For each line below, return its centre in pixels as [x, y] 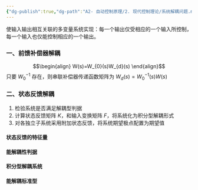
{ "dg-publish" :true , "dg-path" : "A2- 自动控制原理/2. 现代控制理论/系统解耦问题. [98, 11]
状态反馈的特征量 [27, 137]
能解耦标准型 [22, 181]
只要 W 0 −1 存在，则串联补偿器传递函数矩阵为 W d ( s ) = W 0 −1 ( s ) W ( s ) [87, 76]
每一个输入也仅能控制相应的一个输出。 [52, 36]
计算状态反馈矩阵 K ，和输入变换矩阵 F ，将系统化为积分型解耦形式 [94, 115]
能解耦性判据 [22, 152]
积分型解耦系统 [24, 166]
